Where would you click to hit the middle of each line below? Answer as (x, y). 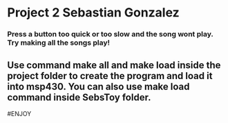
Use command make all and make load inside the (114, 65)
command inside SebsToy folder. (79, 97)
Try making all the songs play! (59, 43)
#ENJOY (19, 113)
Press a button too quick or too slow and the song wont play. (110, 34)
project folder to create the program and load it (110, 76)
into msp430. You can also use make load (98, 86)
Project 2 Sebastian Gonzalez (93, 13)
